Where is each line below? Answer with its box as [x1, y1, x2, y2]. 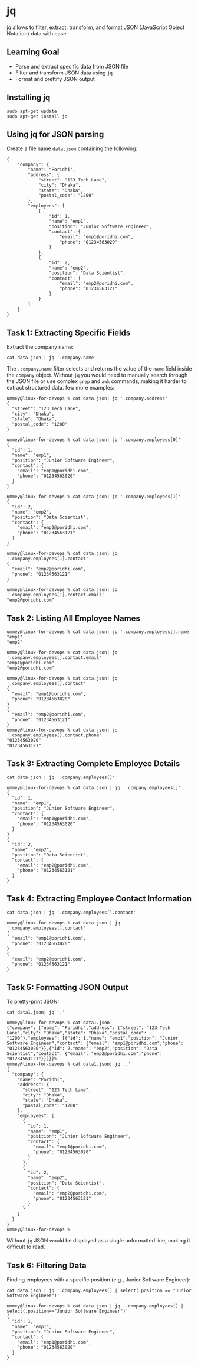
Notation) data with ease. [6, 30, 68, 37]
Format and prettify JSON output [15, 75, 95, 82]
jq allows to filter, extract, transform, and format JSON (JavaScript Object [6, 24, 185, 31]
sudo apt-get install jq [6, 113, 68, 119]
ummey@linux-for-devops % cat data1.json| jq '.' [6, 1061, 131, 1068]
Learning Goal [6, 47, 60, 57]
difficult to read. [6, 1243, 46, 1251]
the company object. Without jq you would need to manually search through [6, 371, 188, 379]
